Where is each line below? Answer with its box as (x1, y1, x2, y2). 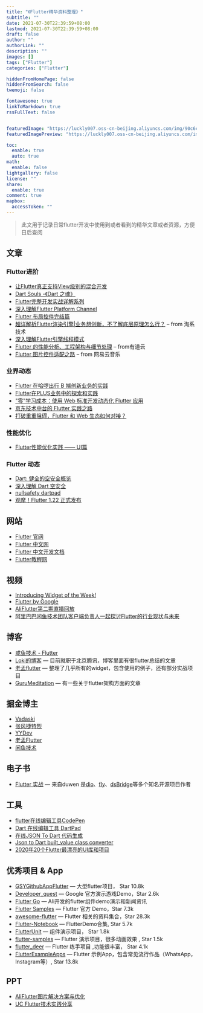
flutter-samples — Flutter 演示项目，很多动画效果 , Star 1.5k (14, 936, 163, 943)
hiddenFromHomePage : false (6, 76, 74, 82)
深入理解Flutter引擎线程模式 (14, 335, 85, 342)
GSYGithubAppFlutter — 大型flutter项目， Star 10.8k (14, 883, 144, 890)
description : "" (6, 48, 47, 54)
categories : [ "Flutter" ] (6, 65, 69, 71)
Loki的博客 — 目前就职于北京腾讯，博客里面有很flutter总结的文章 (14, 657, 176, 664)
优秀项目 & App (6, 865, 63, 876)
